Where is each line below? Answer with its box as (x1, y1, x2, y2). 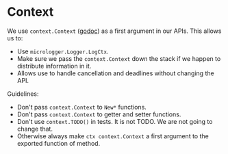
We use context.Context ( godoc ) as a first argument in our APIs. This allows (7, 27, 222, 35)
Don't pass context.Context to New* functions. (16, 103, 147, 111)
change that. (16, 125, 53, 133)
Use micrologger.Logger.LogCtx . (16, 47, 109, 55)
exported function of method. (16, 139, 101, 147)
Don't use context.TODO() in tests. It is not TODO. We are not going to (16, 117, 213, 125)
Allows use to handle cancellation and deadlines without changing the (16, 69, 214, 77)
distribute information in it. (16, 62, 92, 70)
